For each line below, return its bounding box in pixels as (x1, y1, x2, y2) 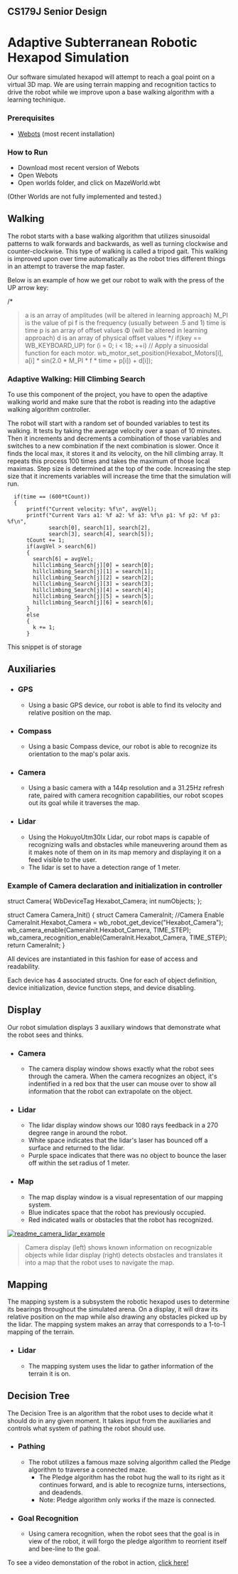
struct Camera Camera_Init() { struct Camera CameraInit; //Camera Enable (7, 910, 225, 919)
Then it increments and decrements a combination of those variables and (7, 434, 222, 443)
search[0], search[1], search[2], (48, 524, 151, 532)
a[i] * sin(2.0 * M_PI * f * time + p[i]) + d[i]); (24, 356, 153, 365)
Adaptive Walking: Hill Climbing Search (7, 373, 146, 383)
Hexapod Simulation (7, 49, 129, 65)
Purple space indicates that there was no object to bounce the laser (28, 1152, 227, 1160)
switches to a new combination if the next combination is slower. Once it (7, 442, 219, 450)
